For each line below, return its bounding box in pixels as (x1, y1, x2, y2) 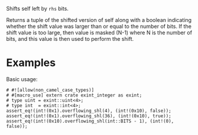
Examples (6, 56, 56, 70)
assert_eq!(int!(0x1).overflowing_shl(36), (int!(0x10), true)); (6, 112, 171, 119)
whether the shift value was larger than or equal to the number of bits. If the (6, 23, 192, 30)
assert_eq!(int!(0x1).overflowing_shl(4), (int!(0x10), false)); (6, 108, 171, 114)
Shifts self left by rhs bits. (6, 5, 69, 12)
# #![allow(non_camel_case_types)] (6, 87, 95, 93)
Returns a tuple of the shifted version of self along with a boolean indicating (6, 17, 192, 23)
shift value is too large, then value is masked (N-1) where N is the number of (6, 29, 192, 36)
